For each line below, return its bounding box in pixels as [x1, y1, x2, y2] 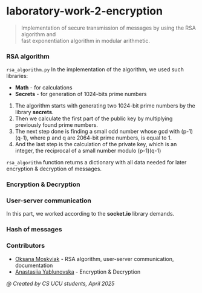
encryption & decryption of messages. [6, 165, 102, 173]
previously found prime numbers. [15, 121, 99, 129]
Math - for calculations [15, 84, 73, 91]
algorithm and [21, 30, 56, 37]
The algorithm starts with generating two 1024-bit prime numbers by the [15, 102, 195, 109]
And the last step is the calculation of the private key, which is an [15, 141, 177, 148]
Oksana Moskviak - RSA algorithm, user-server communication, [15, 255, 174, 262]
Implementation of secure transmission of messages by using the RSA [21, 24, 197, 31]
